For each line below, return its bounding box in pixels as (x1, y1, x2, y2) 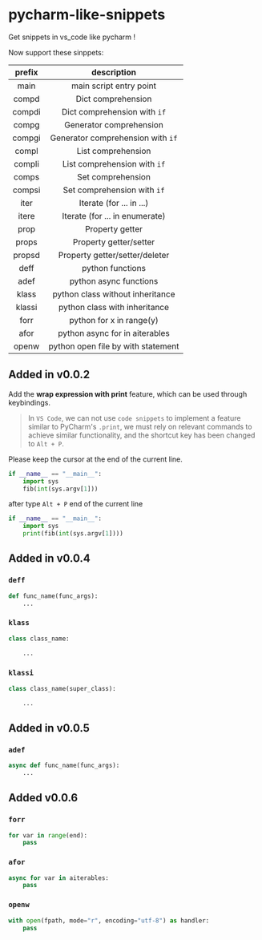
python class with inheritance (58, 301, 170, 313)
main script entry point (71, 80, 157, 91)
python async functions (69, 275, 159, 286)
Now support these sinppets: (8, 47, 104, 57)
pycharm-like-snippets (8, 6, 166, 24)
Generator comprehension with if (50, 132, 178, 143)
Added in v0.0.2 (8, 368, 91, 381)
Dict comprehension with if (61, 106, 167, 117)
